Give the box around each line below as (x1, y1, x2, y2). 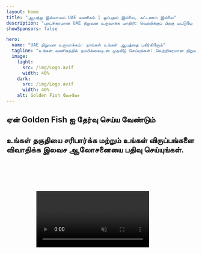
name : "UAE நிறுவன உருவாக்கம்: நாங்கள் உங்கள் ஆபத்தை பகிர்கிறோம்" (11, 42, 166, 48)
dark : (17, 76, 31, 82)
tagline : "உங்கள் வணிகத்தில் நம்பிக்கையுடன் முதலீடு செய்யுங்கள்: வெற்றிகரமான (11, 48, 184, 54)
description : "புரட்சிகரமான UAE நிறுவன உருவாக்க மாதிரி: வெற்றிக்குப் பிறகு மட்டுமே (6, 20, 193, 26)
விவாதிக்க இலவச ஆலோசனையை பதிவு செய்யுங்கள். (6, 144, 185, 155)
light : (17, 58, 34, 65)
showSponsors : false (6, 25, 58, 32)
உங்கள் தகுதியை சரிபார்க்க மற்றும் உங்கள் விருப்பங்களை (6, 135, 194, 145)
